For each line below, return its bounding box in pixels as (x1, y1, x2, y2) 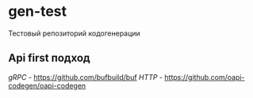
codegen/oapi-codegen (8, 81, 86, 90)
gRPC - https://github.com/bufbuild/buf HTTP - (8, 72, 163, 81)
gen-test (8, 2, 67, 21)
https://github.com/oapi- (164, 72, 245, 81)
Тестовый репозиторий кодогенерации (8, 28, 140, 38)
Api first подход (8, 51, 90, 65)
